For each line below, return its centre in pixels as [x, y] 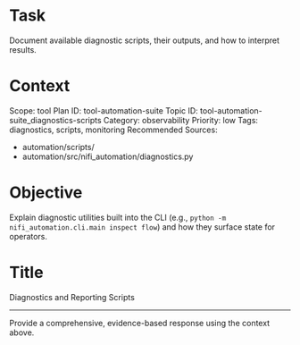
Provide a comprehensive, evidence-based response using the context [140, 323]
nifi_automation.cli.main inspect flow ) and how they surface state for [142, 227]
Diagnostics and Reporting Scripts [72, 297]
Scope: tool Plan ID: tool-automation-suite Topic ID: [104, 110]
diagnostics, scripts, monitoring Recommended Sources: [113, 130]
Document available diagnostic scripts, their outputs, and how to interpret [144, 40]
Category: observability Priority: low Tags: [181, 120]
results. [23, 49]
